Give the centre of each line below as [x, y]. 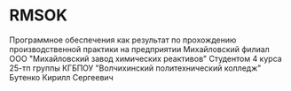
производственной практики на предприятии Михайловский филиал [140, 49]
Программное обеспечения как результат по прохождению [123, 40]
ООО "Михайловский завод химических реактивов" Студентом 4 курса [145, 58]
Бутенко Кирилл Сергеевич [61, 77]
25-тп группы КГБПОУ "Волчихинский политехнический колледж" [135, 68]
